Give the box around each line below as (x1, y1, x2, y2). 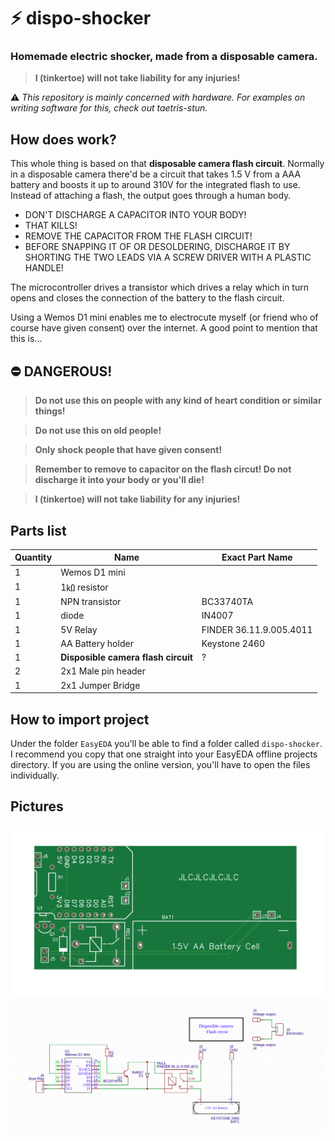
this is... (10, 333, 43, 345)
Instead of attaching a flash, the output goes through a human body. (10, 190, 292, 202)
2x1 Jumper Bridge (60, 679, 141, 691)
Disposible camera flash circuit (60, 651, 193, 664)
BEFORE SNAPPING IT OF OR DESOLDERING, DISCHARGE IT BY (24, 241, 291, 253)
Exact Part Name (221, 551, 293, 564)
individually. (10, 769, 60, 781)
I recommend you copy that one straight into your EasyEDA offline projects (10, 748, 318, 760)
